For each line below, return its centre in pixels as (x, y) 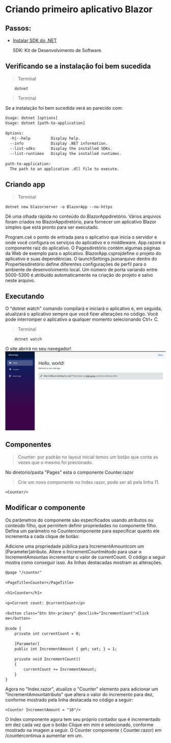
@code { (13, 628)
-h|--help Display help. (45, 138)
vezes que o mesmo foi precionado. (55, 462)
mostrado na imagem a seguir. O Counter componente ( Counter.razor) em (83, 730)
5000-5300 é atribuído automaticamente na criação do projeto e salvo (79, 275)
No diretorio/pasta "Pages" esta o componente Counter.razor (69, 472)
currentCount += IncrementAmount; (60, 669)
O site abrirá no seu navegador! (38, 349)
